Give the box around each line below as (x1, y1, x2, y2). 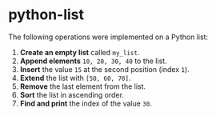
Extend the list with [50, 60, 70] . (19, 73, 131, 82)
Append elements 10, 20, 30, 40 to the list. (19, 56, 167, 66)
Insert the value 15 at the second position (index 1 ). (19, 64, 190, 74)
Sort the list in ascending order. (19, 90, 124, 99)
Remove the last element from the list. (19, 82, 146, 91)
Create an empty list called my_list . (19, 47, 140, 57)
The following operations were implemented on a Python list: (8, 32, 209, 42)
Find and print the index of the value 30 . (19, 98, 152, 108)
